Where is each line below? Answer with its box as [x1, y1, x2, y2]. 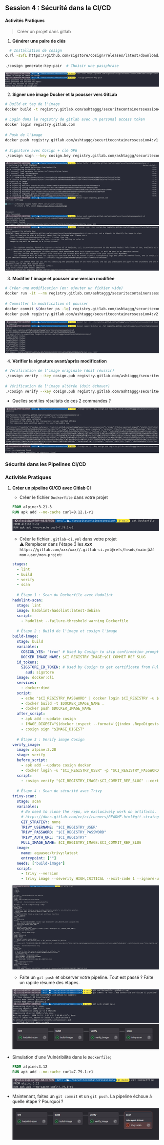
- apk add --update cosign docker [21, 763, 91, 768]
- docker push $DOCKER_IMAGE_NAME [21, 706, 91, 711]
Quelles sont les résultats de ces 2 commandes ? [12, 398, 111, 404]
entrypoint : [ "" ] [21, 855, 57, 860]
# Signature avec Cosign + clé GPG [5, 148, 78, 153]
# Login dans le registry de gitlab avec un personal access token [5, 117, 145, 122]
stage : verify [17, 753, 45, 758]
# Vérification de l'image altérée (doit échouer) [5, 384, 110, 389]
